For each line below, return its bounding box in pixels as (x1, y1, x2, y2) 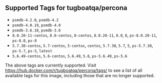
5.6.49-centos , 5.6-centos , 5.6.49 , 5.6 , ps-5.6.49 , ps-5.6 (12, 53, 128, 59)
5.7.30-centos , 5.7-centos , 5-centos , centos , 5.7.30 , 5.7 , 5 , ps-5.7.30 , (12, 42, 153, 48)
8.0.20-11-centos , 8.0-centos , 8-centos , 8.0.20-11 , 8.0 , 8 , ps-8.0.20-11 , (12, 32, 158, 38)
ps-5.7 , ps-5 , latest (12, 48, 53, 53)
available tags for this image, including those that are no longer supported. (5, 72, 155, 78)
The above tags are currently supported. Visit (5, 62, 97, 68)
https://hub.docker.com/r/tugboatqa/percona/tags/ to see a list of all (5, 67, 142, 73)
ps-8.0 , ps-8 (12, 37, 37, 43)
